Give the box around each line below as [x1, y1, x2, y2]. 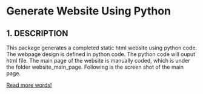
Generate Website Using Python [6, 4, 171, 18]
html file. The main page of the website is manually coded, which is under [6, 57, 190, 64]
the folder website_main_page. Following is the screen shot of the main [6, 63, 184, 70]
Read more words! [6, 81, 52, 89]
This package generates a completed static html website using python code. [6, 44, 198, 51]
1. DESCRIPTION [6, 28, 68, 39]
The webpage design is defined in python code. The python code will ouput [6, 51, 196, 58]
